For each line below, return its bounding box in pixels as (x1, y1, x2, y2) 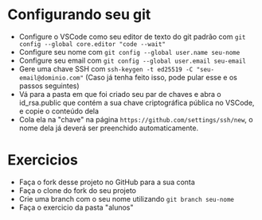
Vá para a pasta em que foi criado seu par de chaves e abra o (18, 89, 221, 98)
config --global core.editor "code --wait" (18, 40, 166, 48)
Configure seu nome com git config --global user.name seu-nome (18, 47, 240, 56)
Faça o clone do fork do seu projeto (18, 185, 137, 195)
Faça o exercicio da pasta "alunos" (18, 203, 134, 212)
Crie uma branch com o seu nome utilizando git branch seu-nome (18, 194, 235, 203)
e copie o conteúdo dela (18, 106, 100, 116)
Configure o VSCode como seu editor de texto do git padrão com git (18, 32, 246, 41)
